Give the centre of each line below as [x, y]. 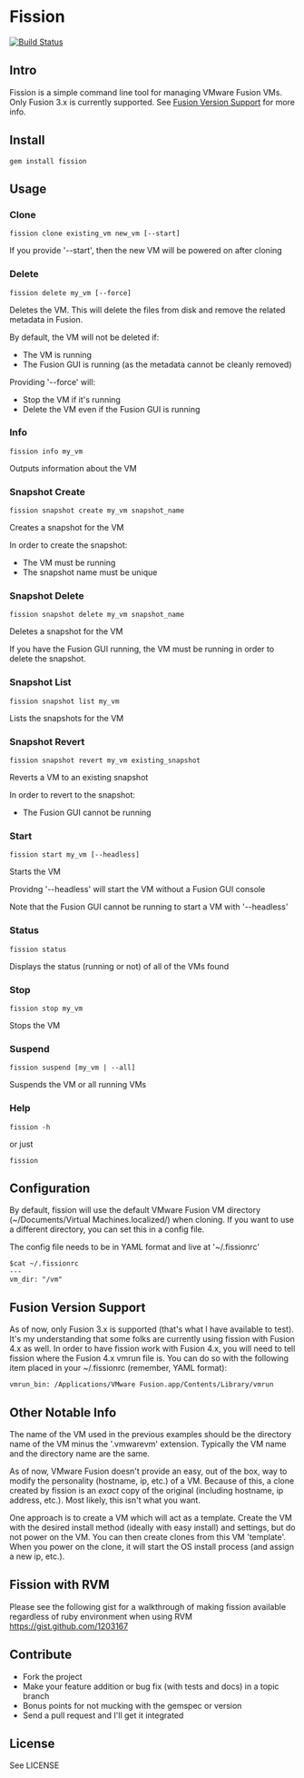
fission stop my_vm [46, 1008]
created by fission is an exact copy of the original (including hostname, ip [147, 1490]
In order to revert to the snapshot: [73, 795]
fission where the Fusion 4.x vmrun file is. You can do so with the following [149, 1358]
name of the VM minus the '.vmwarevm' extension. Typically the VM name [148, 1444]
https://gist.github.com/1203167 [69, 1626]
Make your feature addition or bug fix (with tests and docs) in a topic [151, 1686]
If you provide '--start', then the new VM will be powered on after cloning [146, 251]
